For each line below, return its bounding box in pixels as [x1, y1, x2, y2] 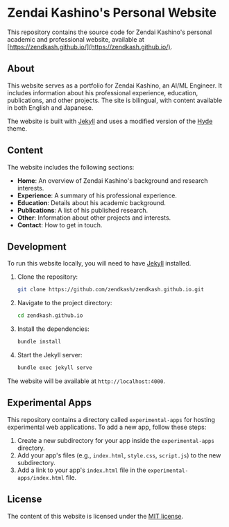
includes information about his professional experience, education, [7, 88, 198, 97]
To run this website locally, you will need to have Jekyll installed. [7, 259, 192, 268]
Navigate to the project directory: [17, 299, 112, 307]
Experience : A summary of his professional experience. [17, 191, 177, 200]
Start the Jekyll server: [17, 351, 83, 359]
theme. [7, 124, 28, 133]
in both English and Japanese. [7, 103, 94, 112]
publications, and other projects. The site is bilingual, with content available [7, 96, 223, 104]
